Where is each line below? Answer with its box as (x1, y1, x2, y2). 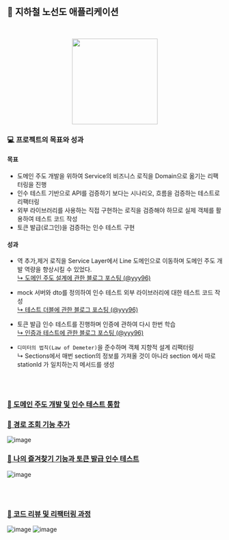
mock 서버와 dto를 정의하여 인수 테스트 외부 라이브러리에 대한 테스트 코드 (16, 289, 213, 297)
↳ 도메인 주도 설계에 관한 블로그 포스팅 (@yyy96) (16, 274, 151, 282)
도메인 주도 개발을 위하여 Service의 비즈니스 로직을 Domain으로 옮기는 (16, 171, 206, 180)
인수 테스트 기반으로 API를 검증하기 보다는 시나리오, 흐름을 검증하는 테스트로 (16, 188, 220, 197)
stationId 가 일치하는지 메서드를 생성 (16, 360, 115, 369)
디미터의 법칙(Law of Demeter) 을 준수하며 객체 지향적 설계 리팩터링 (16, 343, 194, 352)
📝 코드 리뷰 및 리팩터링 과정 (7, 509, 91, 519)
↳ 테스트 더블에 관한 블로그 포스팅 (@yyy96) (16, 306, 139, 314)
